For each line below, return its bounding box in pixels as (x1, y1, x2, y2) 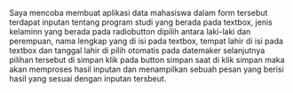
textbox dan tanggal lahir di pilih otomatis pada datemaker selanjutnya (9, 45, 265, 56)
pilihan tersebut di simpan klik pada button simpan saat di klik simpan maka (9, 55, 286, 65)
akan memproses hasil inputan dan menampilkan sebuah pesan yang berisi (9, 64, 284, 74)
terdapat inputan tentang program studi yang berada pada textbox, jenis (9, 17, 273, 27)
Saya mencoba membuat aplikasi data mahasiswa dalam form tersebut (9, 8, 268, 18)
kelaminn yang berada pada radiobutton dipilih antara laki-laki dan (9, 27, 251, 36)
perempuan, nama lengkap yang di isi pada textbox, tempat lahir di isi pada (9, 35, 284, 46)
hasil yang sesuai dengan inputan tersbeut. (9, 74, 167, 83)
